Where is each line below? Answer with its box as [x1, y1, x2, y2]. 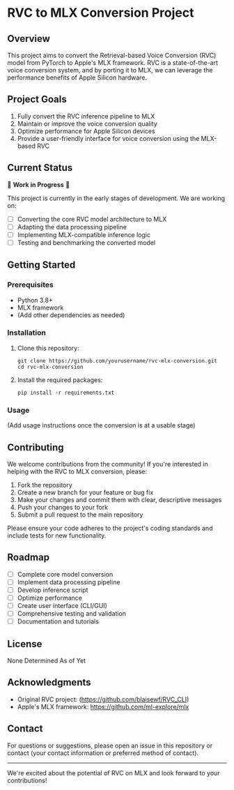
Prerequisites [7, 280, 54, 290]
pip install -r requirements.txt [17, 389, 115, 396]
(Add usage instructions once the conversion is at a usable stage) [7, 421, 196, 430]
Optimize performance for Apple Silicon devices [17, 127, 155, 135]
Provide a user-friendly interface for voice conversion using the [17, 134, 200, 142]
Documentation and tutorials [17, 617, 100, 625]
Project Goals [7, 93, 68, 105]
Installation [7, 328, 47, 337]
